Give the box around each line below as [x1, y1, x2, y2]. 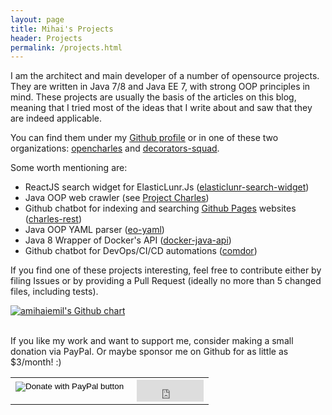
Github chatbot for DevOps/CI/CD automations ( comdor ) [24, 245, 258, 257]
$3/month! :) [10, 356, 62, 368]
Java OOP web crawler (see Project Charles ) [24, 192, 210, 204]
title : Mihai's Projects [10, 24, 114, 34]
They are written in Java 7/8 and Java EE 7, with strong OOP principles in [10, 81, 311, 93]
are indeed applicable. [10, 112, 103, 125]
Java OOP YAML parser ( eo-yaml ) [24, 224, 165, 236]
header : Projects [10, 33, 83, 43]
